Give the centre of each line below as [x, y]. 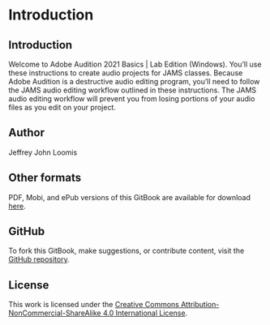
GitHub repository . [39, 259]
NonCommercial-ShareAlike [55, 313]
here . [17, 206]
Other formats [45, 178]
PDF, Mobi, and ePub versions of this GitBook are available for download [130, 197]
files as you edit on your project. [62, 107]
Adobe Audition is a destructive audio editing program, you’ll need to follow [134, 81]
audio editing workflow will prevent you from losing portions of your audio [132, 98]
